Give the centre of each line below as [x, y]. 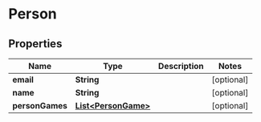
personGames [40, 106]
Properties [35, 44]
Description [181, 66]
